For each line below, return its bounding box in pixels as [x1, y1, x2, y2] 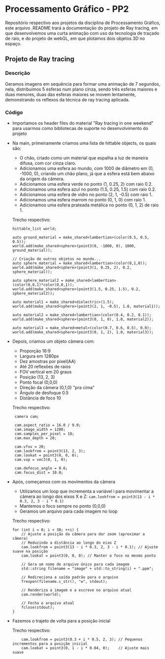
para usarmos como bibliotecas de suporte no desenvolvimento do [12, 125, 149, 131]
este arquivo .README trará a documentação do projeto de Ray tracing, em [5, 25, 158, 31]
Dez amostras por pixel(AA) [19, 358, 76, 364]
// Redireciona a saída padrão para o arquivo [21, 575, 119, 580]
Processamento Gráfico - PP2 [5, 3, 129, 15]
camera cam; [14, 414, 39, 419]
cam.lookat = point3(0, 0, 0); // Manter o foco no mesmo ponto [21, 553, 156, 558]
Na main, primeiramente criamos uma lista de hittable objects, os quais [12, 140, 157, 146]
